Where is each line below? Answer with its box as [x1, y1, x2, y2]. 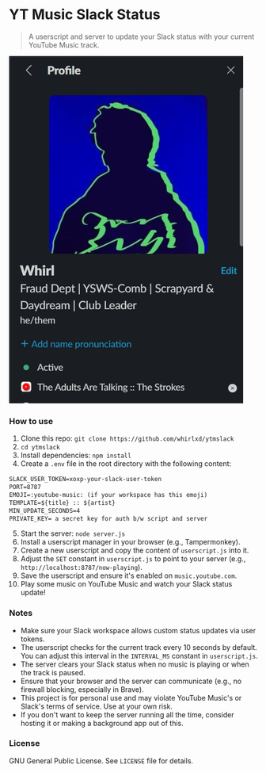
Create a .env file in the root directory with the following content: [20, 459, 232, 468]
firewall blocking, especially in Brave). [20, 684, 145, 694]
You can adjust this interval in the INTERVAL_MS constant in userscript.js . [20, 651, 258, 660]
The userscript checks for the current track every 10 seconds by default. [20, 642, 258, 652]
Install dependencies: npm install [20, 450, 131, 461]
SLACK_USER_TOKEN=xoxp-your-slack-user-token [9, 476, 161, 483]
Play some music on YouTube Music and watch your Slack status [20, 579, 233, 589]
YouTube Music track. [28, 40, 100, 49]
